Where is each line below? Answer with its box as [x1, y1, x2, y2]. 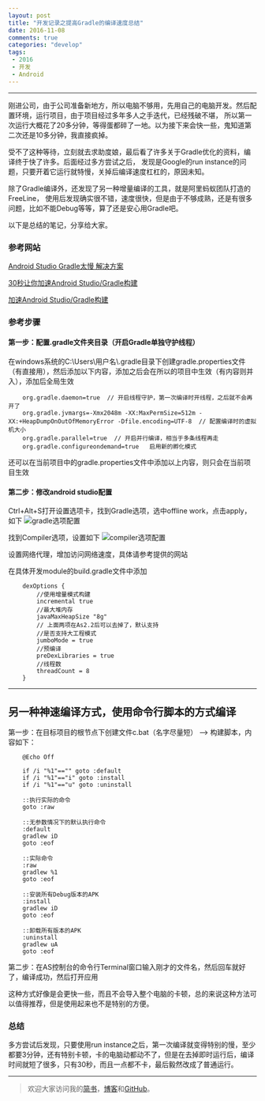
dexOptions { [22, 582, 65, 590]
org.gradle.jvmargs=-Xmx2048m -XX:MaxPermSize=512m [22, 409, 196, 418]
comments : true [8, 33, 58, 42]
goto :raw [22, 804, 55, 812]
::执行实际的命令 [22, 796, 71, 804]
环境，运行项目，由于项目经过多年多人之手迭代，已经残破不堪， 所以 [14, 110, 238, 119]
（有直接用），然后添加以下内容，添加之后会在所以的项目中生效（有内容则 [8, 367, 247, 376]
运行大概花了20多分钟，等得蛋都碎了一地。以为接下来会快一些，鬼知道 [14, 120, 245, 130]
